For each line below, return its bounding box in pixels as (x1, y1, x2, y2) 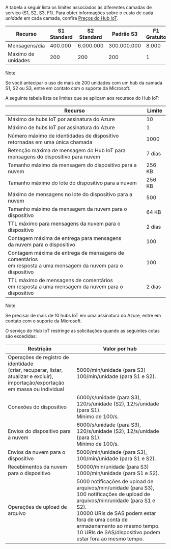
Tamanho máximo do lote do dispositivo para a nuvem (8, 179, 137, 186)
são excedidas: (5, 333, 37, 339)
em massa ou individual (8, 386, 65, 393)
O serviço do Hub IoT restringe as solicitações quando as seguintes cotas (5, 328, 160, 334)
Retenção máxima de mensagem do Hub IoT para (8, 147, 126, 154)
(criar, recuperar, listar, (8, 367, 63, 373)
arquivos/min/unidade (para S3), (76, 484, 155, 491)
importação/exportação (8, 379, 65, 386)
